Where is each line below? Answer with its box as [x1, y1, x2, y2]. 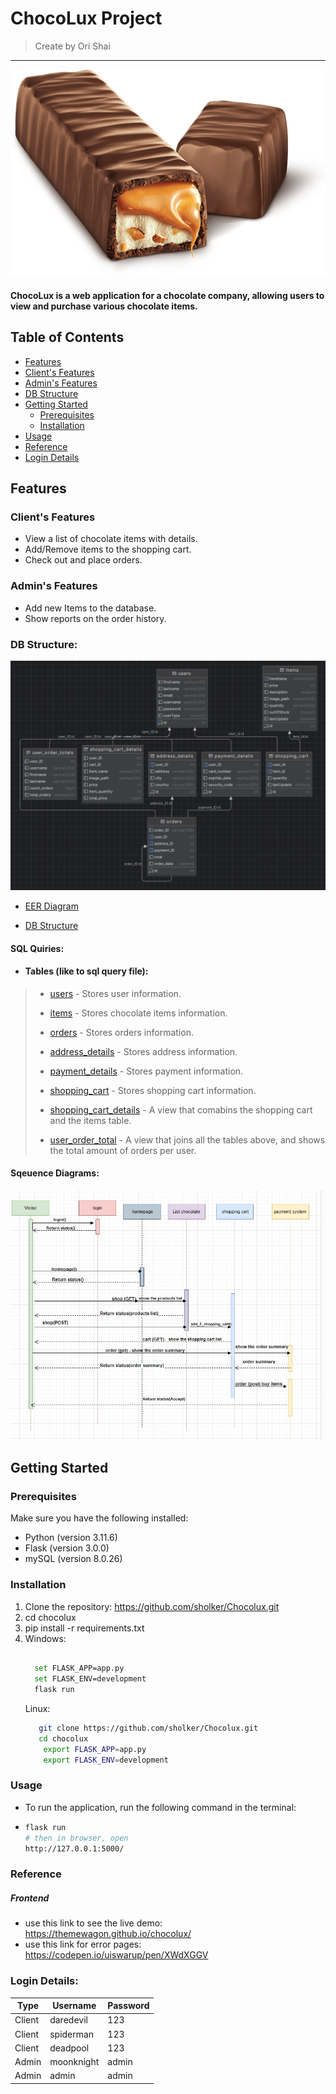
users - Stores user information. [49, 987, 182, 999]
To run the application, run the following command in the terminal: [24, 1801, 297, 1813]
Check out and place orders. [24, 554, 143, 566]
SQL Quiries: [10, 942, 65, 954]
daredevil [49, 2014, 88, 2026]
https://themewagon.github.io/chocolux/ [24, 1928, 192, 1940]
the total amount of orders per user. [49, 1144, 197, 1156]
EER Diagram [24, 900, 79, 912]
